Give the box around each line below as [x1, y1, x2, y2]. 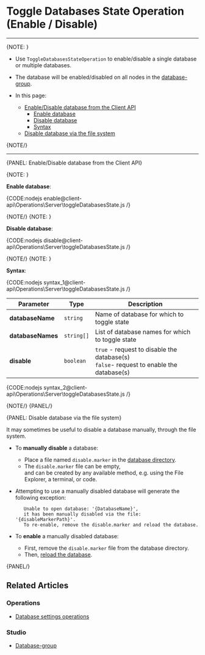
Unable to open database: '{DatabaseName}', [23, 506, 138, 512]
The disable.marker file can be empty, [24, 462, 121, 470]
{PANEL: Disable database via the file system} [6, 414, 122, 421]
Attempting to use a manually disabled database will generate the [15, 487, 180, 495]
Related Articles [6, 580, 69, 591]
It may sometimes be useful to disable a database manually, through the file [6, 426, 196, 433]
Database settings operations [15, 613, 90, 620]
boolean [63, 357, 87, 365]
